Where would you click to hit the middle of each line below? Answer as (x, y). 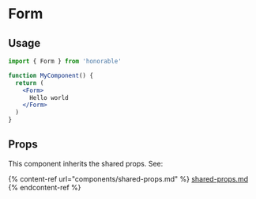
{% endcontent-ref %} (45, 187)
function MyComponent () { (51, 75)
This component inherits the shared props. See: (86, 163)
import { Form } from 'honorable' (65, 61)
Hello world (49, 98)
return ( (30, 83)
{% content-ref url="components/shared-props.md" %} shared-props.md (128, 178)
